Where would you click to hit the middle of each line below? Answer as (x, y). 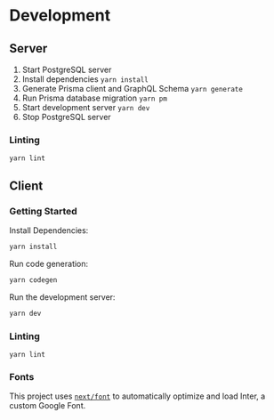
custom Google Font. (48, 406)
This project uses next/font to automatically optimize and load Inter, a (137, 396)
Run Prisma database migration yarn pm (94, 98)
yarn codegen (33, 280)
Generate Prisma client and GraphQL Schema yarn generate (132, 89)
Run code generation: (49, 263)
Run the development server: (62, 297)
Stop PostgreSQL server (66, 117)
